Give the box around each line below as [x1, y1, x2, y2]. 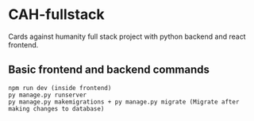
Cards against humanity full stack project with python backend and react [8, 32, 246, 41]
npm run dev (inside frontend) [8, 84, 112, 92]
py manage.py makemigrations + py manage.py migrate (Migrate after [8, 97, 240, 106]
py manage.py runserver [8, 91, 87, 99]
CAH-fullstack [8, 6, 105, 24]
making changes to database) [8, 104, 105, 112]
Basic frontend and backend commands [8, 63, 210, 77]
